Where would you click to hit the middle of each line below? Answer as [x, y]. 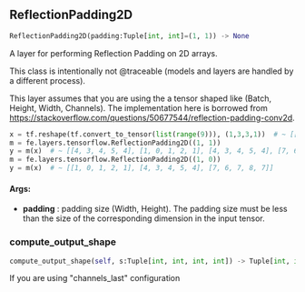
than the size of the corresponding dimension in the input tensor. [143, 218]
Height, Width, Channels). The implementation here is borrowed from [138, 107]
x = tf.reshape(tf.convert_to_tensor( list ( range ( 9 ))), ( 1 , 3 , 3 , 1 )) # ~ [148, 134]
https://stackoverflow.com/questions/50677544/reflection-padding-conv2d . [152, 117]
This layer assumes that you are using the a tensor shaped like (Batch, [141, 98]
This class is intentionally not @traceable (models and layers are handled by [152, 71]
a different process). [48, 80]
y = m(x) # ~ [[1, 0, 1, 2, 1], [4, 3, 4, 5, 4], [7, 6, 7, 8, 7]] [142, 168]
